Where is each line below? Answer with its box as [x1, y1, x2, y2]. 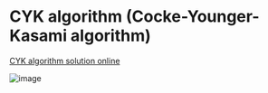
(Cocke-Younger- [125, 6, 260, 27]
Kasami [9, 25, 68, 46]
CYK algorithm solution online [9, 55, 120, 66]
